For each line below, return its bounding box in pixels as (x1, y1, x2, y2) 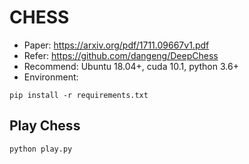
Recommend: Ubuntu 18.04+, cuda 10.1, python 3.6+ (23, 60, 239, 72)
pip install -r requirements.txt (9, 90, 149, 100)
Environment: (23, 71, 79, 83)
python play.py (9, 144, 73, 154)
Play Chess (9, 117, 81, 135)
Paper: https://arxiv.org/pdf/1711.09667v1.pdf (23, 39, 210, 51)
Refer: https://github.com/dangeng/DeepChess (23, 49, 219, 61)
